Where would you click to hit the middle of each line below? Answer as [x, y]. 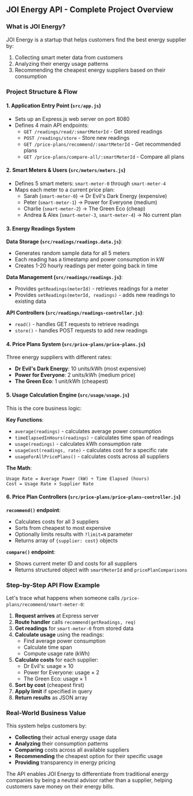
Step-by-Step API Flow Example [53, 585]
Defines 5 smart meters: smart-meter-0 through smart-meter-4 [90, 184]
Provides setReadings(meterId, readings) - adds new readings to [95, 295]
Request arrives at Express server [57, 616]
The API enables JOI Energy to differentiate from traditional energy [87, 774]
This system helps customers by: [46, 726]
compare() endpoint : [31, 552]
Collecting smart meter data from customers [69, 57]
